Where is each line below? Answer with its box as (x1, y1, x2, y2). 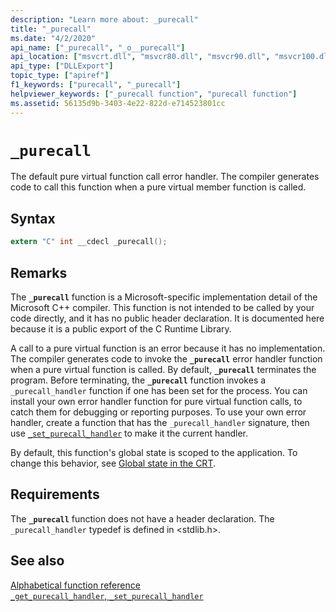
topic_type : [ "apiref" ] (10, 71, 110, 81)
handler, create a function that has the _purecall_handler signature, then (10, 416, 310, 428)
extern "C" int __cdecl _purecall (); (10, 237, 168, 247)
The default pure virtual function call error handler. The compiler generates (10, 171, 320, 183)
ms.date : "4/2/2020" (10, 33, 97, 43)
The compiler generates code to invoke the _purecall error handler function (10, 352, 323, 365)
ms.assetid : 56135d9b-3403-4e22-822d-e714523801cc (10, 98, 226, 108)
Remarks (10, 264, 68, 281)
